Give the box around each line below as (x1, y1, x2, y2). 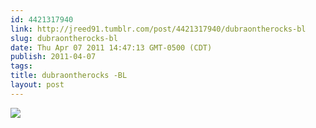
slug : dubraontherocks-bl (10, 33, 118, 43)
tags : (10, 61, 33, 71)
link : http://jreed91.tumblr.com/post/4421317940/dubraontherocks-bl (10, 24, 307, 34)
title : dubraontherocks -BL (10, 71, 128, 81)
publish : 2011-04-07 (10, 52, 97, 62)
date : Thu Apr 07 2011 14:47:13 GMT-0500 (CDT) (10, 42, 213, 53)
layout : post (10, 80, 65, 90)
